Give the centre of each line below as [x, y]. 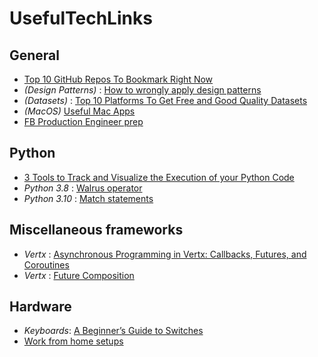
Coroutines [46, 264]
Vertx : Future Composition [79, 275]
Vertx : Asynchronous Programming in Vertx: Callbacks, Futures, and [165, 254]
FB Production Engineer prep [83, 121]
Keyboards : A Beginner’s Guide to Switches [113, 331]
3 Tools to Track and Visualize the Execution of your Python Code [159, 177]
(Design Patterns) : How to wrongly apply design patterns [142, 90]
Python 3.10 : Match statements [88, 198]
